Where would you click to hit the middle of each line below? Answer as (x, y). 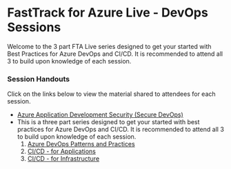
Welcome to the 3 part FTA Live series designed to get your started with (109, 46)
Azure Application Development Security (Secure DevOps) (100, 115)
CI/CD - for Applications (62, 151)
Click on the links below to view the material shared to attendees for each (111, 94)
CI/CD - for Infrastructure (63, 159)
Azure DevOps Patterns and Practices (81, 144)
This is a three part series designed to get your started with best (108, 122)
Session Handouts (39, 79)
